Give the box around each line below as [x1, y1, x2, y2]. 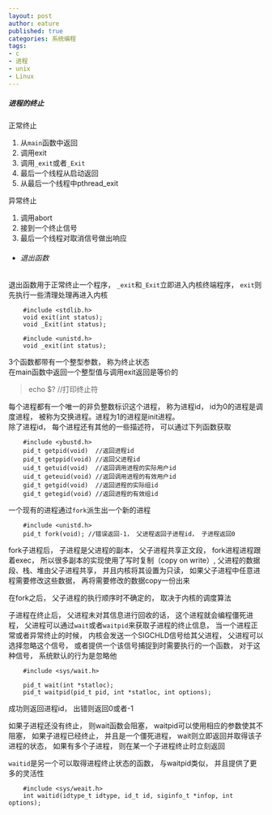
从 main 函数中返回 [19, 137, 79, 147]
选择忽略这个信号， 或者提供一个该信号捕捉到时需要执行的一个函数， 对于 [8, 640, 253, 650]
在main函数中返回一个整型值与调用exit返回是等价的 [8, 367, 179, 377]
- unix [8, 65, 31, 73]
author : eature [8, 19, 60, 28]
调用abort [19, 213, 53, 222]
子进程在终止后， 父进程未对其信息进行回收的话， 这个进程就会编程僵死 [8, 610, 247, 619]
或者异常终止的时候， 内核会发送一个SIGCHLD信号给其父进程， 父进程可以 [15, 630, 264, 640]
